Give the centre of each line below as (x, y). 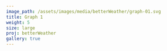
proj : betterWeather (31, 33)
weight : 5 (18, 22)
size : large (21, 28)
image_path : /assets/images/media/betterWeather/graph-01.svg (83, 11)
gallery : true (23, 39)
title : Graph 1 (25, 17)
